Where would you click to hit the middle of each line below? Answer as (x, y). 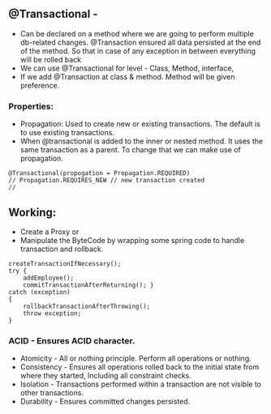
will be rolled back (51, 59)
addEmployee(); (49, 278)
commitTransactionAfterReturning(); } (88, 285)
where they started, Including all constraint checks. (106, 376)
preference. (40, 85)
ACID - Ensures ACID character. (72, 340)
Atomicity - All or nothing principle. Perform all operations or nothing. (135, 359)
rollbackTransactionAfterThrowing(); (87, 306)
